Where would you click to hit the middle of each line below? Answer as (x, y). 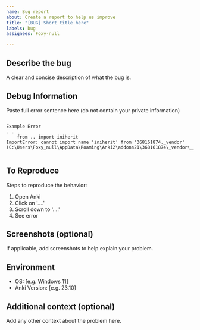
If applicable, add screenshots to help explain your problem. (80, 249)
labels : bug (21, 28)
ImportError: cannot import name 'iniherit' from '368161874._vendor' (96, 142)
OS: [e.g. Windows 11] (41, 282)
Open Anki (28, 196)
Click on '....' (30, 203)
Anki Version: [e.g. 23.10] (45, 288)
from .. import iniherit (48, 137)
